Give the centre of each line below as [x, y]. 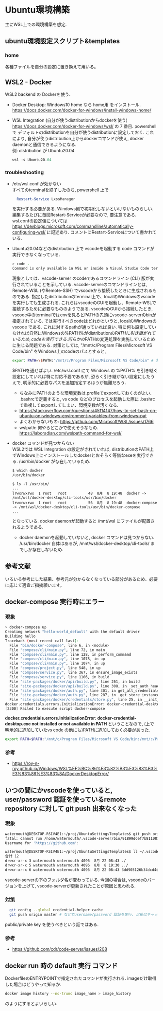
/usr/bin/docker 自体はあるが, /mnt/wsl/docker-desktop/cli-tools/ [84, 543]
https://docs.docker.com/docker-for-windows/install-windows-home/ [82, 110]
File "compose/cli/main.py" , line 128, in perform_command [70, 654]
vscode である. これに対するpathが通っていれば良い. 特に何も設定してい [84, 327]
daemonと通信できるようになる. [44, 144]
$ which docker [27, 471]
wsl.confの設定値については [40, 221]
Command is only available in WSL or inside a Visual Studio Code [81, 269]
